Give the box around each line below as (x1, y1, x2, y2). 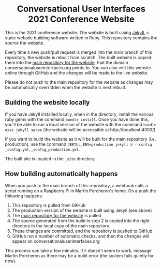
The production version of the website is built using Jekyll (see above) (12, 207, 152, 213)
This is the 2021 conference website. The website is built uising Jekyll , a (5, 30, 149, 35)
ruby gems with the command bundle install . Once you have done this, (5, 116, 149, 122)
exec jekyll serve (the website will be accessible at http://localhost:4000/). (5, 127, 157, 133)
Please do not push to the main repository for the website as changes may (5, 79, 153, 85)
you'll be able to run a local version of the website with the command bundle (5, 121, 157, 127)
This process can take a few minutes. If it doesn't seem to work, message (5, 248, 152, 253)
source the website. (5, 40, 44, 45)
